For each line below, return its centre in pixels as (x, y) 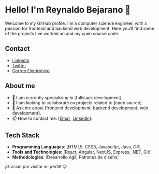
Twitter (19, 65)
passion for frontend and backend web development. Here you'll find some (80, 28)
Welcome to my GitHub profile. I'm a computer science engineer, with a (76, 23)
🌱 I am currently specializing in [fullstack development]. (67, 97)
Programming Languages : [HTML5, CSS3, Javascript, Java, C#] (76, 147)
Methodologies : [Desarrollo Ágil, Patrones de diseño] (65, 157)
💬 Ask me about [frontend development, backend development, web (80, 108)
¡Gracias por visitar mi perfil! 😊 (36, 167)
